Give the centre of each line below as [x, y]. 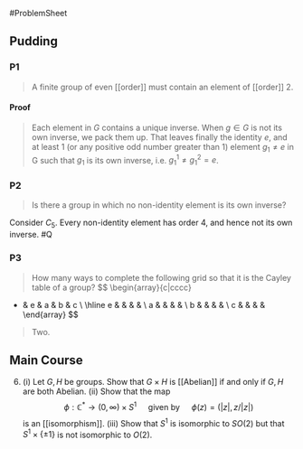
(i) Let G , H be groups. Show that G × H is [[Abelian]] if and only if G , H [153, 382]
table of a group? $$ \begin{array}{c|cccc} [111, 287]
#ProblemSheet [38, 13]
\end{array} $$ [50, 314]
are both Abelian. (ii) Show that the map [96, 391]
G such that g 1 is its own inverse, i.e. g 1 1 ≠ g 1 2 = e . [125, 160]
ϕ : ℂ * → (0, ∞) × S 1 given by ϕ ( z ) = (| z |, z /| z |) [159, 406]
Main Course [46, 360]
